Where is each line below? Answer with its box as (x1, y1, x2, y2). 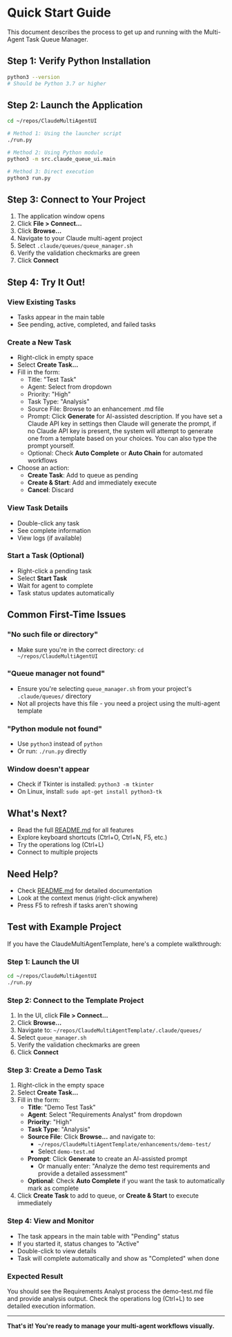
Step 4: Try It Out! (7, 276, 86, 288)
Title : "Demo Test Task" (27, 1103, 96, 1112)
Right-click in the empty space (17, 1081, 105, 1090)
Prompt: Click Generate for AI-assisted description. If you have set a (27, 412, 223, 421)
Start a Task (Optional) (7, 551, 85, 561)
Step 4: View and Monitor (7, 1216, 95, 1226)
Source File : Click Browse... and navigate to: (27, 1133, 155, 1141)
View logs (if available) (17, 534, 82, 542)
